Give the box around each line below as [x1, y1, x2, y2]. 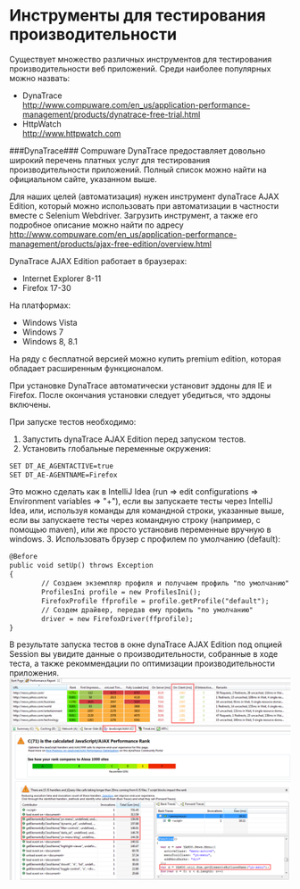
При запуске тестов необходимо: [9, 416, 137, 427]
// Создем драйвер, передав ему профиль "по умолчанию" [41, 605, 254, 614]
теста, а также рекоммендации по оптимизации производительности [9, 658, 275, 669]
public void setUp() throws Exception [9, 561, 154, 569]
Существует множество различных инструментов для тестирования [9, 54, 272, 64]
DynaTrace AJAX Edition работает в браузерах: [9, 255, 187, 266]
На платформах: [9, 300, 71, 311]
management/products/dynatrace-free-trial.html [21, 109, 201, 120]
